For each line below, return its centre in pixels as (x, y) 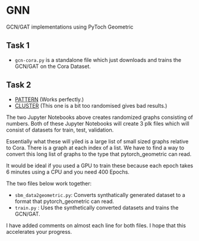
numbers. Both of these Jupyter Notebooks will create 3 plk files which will (98, 123)
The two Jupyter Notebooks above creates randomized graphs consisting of (99, 117)
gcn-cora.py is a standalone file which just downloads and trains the (98, 60)
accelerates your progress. (39, 231)
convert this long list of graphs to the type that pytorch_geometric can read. (99, 154)
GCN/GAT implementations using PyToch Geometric (70, 27)
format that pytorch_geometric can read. (64, 201)
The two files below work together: (49, 183)
